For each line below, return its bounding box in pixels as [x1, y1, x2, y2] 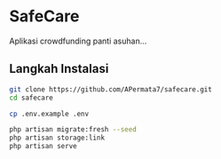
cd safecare [9, 93, 53, 102]
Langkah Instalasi [9, 61, 109, 76]
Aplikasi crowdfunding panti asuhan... [9, 36, 147, 46]
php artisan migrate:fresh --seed [9, 125, 138, 134]
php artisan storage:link [9, 133, 105, 143]
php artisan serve [9, 142, 77, 151]
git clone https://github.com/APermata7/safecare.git [9, 84, 213, 94]
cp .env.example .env [9, 109, 90, 118]
